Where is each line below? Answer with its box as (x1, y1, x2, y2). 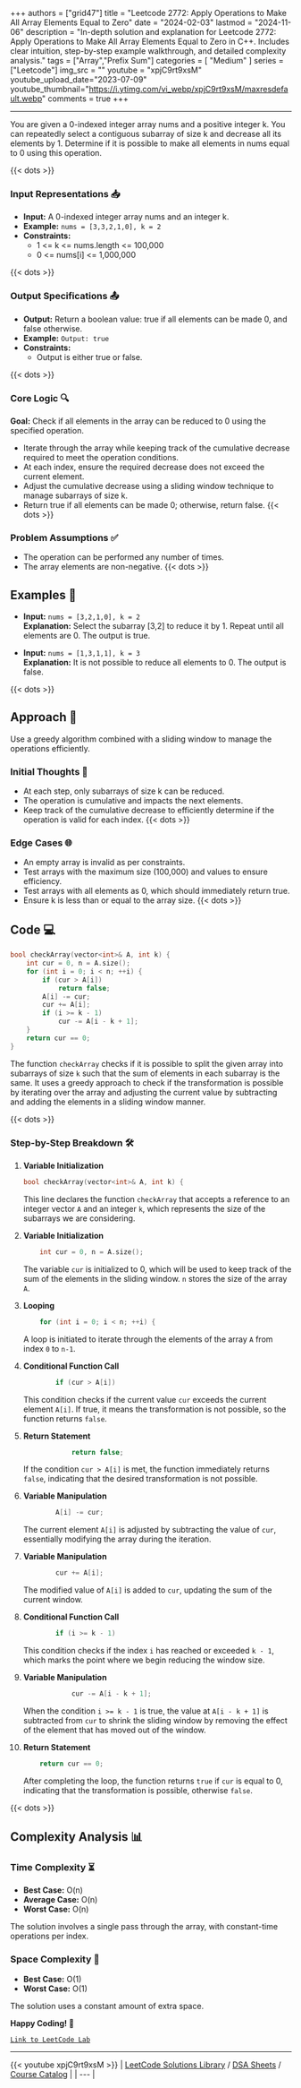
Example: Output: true (22, 332, 110, 343)
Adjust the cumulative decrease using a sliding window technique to (22, 480, 274, 491)
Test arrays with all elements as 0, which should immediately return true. (22, 886, 290, 897)
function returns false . (22, 1413, 108, 1423)
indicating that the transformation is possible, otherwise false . (22, 1784, 254, 1795)
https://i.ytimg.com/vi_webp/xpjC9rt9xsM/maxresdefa (88, 84, 288, 94)
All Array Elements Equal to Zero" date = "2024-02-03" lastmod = (10, 17, 253, 28)
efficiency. (22, 876, 62, 887)
